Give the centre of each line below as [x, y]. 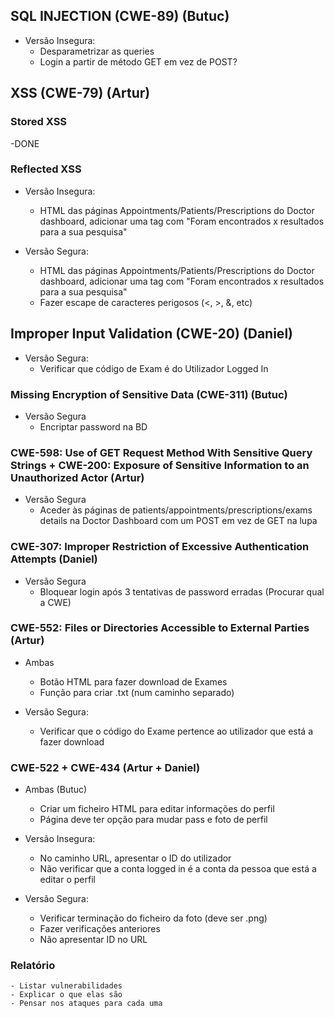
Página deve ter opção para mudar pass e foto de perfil [153, 820]
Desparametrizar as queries [97, 51]
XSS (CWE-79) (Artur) [80, 93]
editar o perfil [67, 880]
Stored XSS [39, 122]
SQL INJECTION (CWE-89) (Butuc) [120, 16]
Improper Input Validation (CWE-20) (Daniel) [151, 334]
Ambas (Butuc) [56, 790]
